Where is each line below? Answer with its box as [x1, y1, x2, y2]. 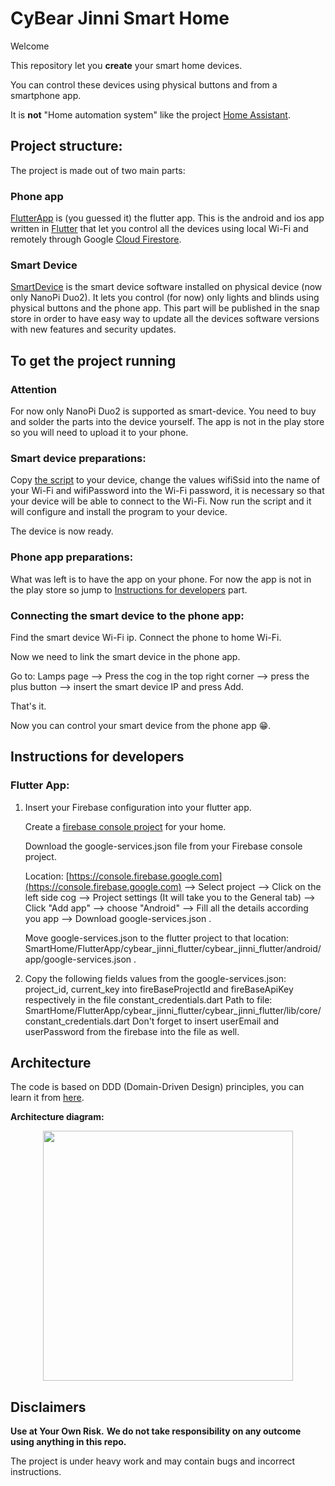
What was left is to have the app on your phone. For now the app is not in [10, 573, 312, 585]
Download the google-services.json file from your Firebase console [24, 840, 303, 852]
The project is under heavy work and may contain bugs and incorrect [10, 1455, 296, 1467]
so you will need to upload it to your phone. [10, 427, 189, 439]
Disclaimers [10, 1398, 87, 1416]
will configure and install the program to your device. [10, 506, 228, 518]
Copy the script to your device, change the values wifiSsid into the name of [10, 474, 321, 486]
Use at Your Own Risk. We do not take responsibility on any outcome [10, 1425, 302, 1437]
